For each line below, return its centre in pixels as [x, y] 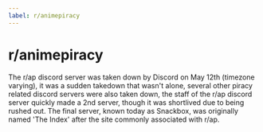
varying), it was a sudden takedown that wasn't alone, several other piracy [131, 85]
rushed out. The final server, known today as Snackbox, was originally [124, 111]
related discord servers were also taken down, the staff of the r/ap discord [130, 94]
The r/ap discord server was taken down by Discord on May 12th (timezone [131, 77]
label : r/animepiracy [44, 16]
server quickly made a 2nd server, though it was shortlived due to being [126, 102]
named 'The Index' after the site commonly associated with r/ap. [114, 119]
